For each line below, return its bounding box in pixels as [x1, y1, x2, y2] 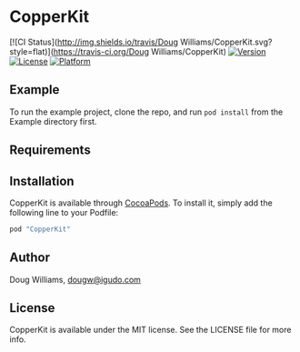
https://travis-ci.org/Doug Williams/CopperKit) [53, 45, 227, 56]
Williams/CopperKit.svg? [180, 36, 273, 47]
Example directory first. [9, 116, 97, 126]
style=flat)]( [9, 45, 55, 56]
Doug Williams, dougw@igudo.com [9, 274, 141, 285]
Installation [9, 173, 75, 188]
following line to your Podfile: [9, 206, 119, 217]
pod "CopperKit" [9, 225, 71, 234]
